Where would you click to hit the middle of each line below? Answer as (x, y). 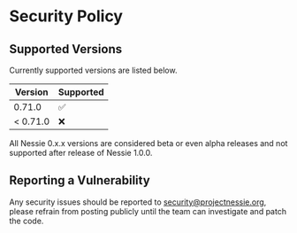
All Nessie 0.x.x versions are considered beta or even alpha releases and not (148, 143)
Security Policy (66, 16)
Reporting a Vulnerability (80, 180)
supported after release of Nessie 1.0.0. (81, 153)
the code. (27, 221)
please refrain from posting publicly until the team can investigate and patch (148, 211)
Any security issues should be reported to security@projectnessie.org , (138, 202)
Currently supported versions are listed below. (93, 70)
